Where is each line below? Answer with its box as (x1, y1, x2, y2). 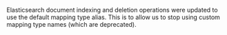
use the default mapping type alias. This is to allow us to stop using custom (6, 13, 220, 21)
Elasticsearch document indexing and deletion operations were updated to (6, 6, 218, 14)
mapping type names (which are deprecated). (6, 21, 137, 28)
